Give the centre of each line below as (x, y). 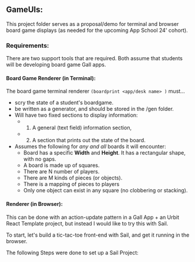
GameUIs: (24, 10)
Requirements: (28, 45)
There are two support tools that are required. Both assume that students (95, 58)
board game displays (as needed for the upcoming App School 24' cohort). (97, 30)
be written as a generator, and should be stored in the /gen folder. (94, 109)
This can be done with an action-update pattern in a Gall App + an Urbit (93, 217)
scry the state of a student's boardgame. (64, 103)
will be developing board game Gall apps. (56, 65)
